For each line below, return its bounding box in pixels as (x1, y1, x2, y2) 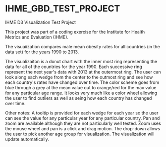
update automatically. (5, 136, 50, 142)
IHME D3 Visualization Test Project (5, 19, 76, 25)
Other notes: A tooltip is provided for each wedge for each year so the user (5, 110, 159, 116)
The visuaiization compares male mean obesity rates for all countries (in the (5, 43, 160, 49)
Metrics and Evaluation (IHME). (5, 34, 68, 40)
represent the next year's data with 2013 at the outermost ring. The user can (5, 69, 161, 74)
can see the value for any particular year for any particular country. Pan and (5, 115, 160, 121)
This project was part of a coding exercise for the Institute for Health (5, 29, 145, 35)
